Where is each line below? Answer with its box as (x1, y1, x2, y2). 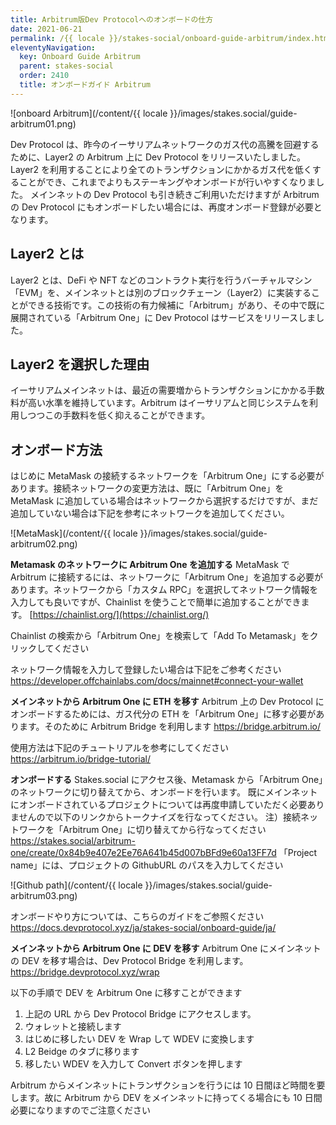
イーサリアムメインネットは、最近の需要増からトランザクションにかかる (10, 384, 308, 396)
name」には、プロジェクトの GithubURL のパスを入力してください (10, 859, 284, 871)
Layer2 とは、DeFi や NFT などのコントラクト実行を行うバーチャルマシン (10, 274, 313, 286)
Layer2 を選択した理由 (10, 356, 150, 373)
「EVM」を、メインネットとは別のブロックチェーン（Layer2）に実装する (10, 286, 312, 298)
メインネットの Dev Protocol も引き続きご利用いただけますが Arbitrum (29, 188, 320, 200)
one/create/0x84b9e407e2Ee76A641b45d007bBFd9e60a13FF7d (10, 847, 277, 859)
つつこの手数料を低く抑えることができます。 (27, 409, 211, 421)
